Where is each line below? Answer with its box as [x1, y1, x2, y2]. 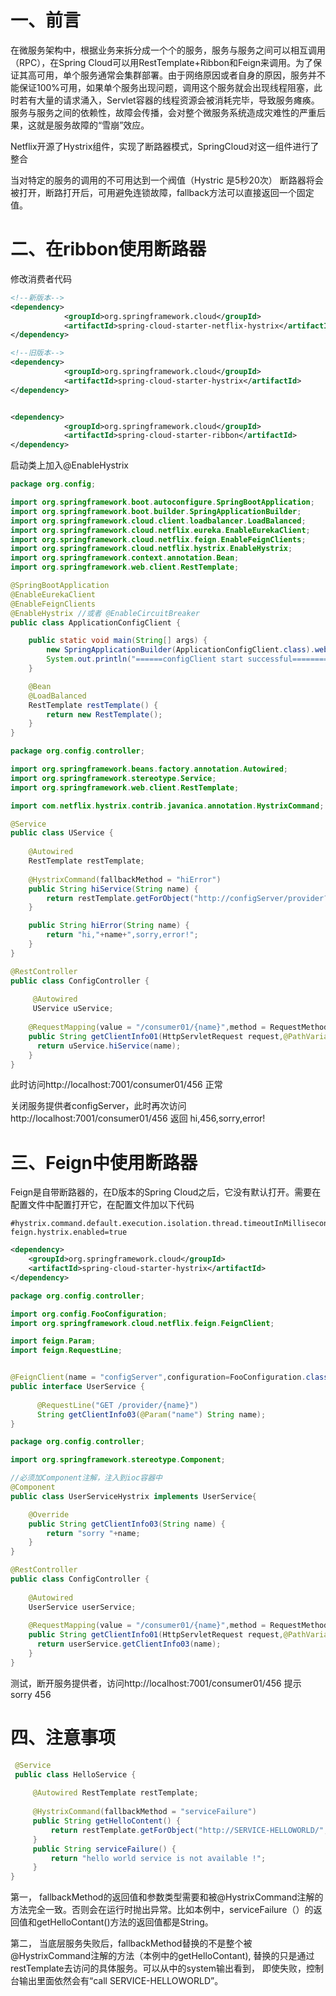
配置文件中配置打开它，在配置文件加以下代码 [10, 1199, 195, 1211]
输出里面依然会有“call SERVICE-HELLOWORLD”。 [18, 1975, 224, 1987]
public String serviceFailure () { [32, 1844, 177, 1854]
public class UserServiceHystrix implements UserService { [10, 1491, 257, 1501]
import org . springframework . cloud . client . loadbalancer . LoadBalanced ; [10, 516, 307, 526]
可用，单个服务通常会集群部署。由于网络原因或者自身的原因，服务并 [36, 69, 317, 81]
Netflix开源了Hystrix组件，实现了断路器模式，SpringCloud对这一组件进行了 [10, 140, 320, 152]
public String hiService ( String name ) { [28, 884, 199, 894]
